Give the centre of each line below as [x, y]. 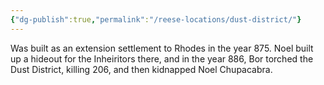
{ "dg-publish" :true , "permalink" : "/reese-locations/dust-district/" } [156, 19]
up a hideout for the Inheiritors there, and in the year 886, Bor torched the [162, 58]
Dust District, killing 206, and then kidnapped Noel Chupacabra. [141, 69]
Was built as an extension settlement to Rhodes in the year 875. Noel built [162, 48]
